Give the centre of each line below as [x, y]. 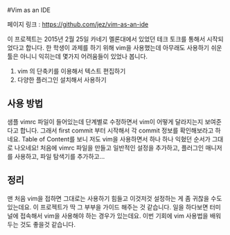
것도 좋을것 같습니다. [48, 224]
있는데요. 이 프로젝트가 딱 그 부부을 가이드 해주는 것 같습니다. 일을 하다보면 [108, 207]
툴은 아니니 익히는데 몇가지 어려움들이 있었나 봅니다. [77, 56]
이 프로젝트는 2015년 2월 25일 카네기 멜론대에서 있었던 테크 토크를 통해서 [106, 39]
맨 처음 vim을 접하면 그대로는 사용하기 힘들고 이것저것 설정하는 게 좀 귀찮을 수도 [115, 198]
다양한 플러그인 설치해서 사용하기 [62, 80]
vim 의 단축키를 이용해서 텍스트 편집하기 [71, 71]
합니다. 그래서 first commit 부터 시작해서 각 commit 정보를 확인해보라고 [117, 130]
